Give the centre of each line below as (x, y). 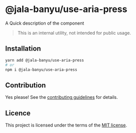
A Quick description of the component (45, 23)
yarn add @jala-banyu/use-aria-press (45, 60)
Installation (23, 49)
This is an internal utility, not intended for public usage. (74, 33)
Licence (18, 113)
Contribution (26, 85)
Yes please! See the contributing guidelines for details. (61, 97)
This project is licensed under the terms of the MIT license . (66, 125)
